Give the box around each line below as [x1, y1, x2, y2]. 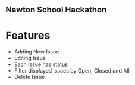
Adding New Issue [14, 48, 59, 55]
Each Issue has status [14, 61, 68, 68]
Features [5, 29, 51, 42]
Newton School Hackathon [5, 5, 107, 15]
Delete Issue [14, 74, 45, 81]
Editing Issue [14, 55, 46, 62]
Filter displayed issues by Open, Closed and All [14, 67, 130, 74]
